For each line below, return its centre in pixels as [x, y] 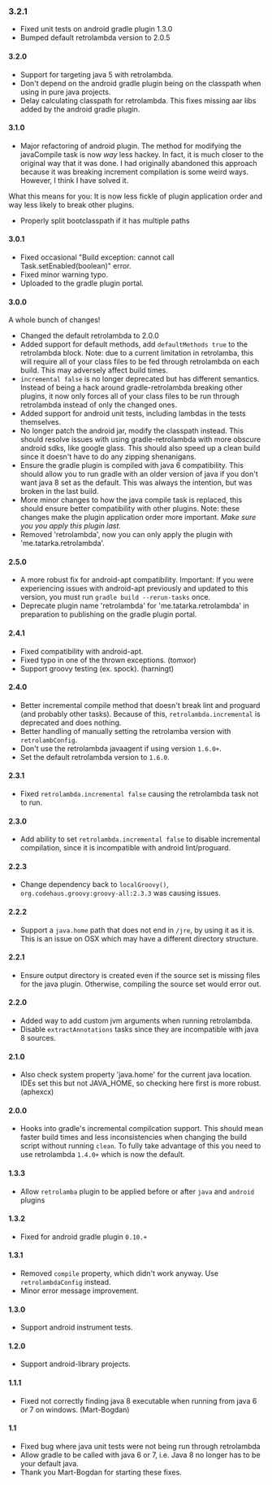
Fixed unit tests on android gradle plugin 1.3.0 [96, 29]
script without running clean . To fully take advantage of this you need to [140, 1146]
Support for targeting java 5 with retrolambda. [97, 74]
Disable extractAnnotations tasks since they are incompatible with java [139, 1029]
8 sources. [38, 1037]
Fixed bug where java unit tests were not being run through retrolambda [140, 1446]
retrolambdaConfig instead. [65, 1282]
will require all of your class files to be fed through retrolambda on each [140, 362]
